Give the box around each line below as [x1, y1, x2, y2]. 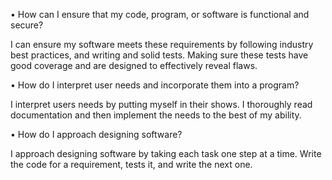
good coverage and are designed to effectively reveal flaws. [10, 60, 258, 71]
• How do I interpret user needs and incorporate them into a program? [10, 79, 300, 91]
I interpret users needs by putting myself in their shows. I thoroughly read [10, 99, 313, 110]
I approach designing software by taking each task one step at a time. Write [10, 148, 322, 159]
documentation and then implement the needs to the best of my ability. [10, 109, 302, 121]
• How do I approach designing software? [10, 129, 183, 140]
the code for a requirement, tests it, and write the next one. [10, 159, 253, 170]
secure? [10, 19, 44, 31]
